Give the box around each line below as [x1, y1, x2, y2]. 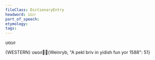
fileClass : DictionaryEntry [5, 7, 65, 12]
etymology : [5, 21, 28, 26]
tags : [5, 26, 17, 31]
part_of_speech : [5, 16, 39, 21]
